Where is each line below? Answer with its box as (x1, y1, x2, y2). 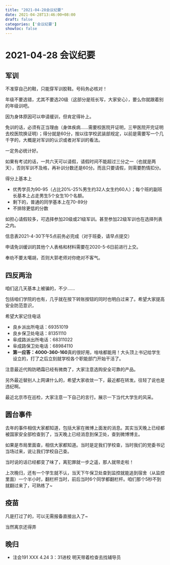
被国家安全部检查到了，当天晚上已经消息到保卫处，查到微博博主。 (5, 431, 143, 437)
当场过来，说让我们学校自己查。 (5, 448, 72, 454)
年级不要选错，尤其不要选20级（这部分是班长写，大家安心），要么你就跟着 (5, 97, 159, 103)
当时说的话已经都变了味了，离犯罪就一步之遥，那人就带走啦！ (5, 459, 134, 465)
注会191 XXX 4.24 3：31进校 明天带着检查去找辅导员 (12, 554, 121, 560)
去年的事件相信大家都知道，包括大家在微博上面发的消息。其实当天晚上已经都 (5, 425, 165, 431)
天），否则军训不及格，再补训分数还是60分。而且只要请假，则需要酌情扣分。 (5, 165, 164, 171)
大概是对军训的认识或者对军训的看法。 (22, 137, 103, 143)
